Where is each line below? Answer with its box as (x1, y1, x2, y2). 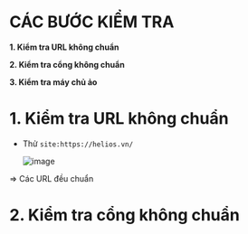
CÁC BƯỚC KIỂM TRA (9, 12, 175, 33)
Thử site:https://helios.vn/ (22, 138, 134, 149)
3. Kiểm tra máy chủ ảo (9, 76, 98, 88)
